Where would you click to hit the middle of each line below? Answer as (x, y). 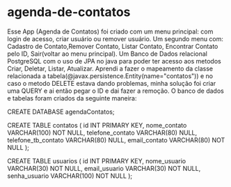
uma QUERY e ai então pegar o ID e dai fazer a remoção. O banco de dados (115, 91)
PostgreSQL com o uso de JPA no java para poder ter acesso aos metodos (114, 61)
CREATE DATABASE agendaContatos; (61, 112)
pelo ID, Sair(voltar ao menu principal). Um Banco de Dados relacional (107, 54)
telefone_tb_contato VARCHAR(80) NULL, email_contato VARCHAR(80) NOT (116, 140)
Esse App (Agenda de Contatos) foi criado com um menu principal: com (110, 31)
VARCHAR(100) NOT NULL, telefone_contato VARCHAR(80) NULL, (102, 133)
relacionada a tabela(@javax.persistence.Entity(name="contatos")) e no (110, 76)
